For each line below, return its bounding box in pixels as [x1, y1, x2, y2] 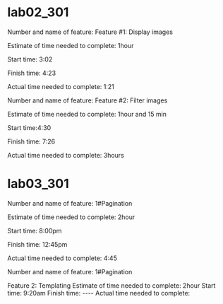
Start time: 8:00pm [7, 226, 62, 235]
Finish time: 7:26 [7, 137, 55, 146]
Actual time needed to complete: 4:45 [7, 254, 118, 262]
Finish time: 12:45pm [7, 240, 68, 248]
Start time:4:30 [7, 123, 52, 131]
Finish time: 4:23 [7, 69, 56, 77]
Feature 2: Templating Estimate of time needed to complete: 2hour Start [7, 281, 216, 290]
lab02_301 [7, 4, 69, 21]
